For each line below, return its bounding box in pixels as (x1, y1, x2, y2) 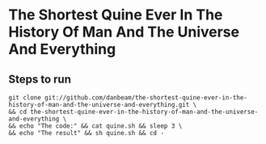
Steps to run (8, 72, 71, 86)
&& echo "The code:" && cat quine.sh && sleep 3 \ (8, 122, 183, 130)
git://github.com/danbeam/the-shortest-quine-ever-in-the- (44, 94, 248, 102)
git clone (8, 94, 42, 102)
